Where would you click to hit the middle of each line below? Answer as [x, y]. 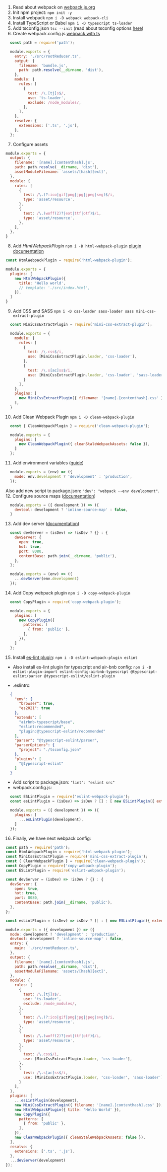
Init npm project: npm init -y [42, 12]
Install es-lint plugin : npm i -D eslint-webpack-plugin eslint [75, 657]
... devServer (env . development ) [47, 579]
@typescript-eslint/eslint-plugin [80, 676]
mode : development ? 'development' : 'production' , [65, 934]
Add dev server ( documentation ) [46, 524]
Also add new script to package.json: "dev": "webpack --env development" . [83, 491]
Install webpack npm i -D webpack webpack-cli [60, 18]
